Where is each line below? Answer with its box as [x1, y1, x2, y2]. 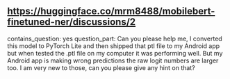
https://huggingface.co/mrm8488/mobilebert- [7, 5, 215, 17]
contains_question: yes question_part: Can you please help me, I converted [7, 34, 222, 43]
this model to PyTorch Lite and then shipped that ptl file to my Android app [7, 41, 220, 50]
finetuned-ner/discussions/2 [7, 16, 136, 28]
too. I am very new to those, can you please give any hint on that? [7, 63, 196, 71]
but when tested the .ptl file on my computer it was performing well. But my [7, 49, 223, 57]
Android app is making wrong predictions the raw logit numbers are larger [7, 56, 219, 65]
